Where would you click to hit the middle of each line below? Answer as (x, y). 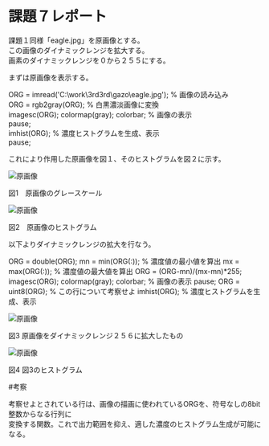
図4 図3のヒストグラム (45, 370)
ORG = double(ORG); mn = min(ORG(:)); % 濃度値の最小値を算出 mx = (124, 261)
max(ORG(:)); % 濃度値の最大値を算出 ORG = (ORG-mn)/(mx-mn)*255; (125, 271)
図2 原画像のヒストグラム (53, 227)
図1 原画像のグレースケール (55, 193)
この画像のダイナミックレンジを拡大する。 (79, 50)
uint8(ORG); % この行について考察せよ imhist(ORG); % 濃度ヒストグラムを (131, 291)
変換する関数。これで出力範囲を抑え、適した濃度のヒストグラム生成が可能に (135, 423)
